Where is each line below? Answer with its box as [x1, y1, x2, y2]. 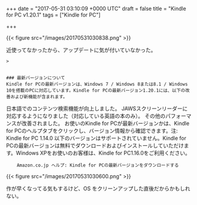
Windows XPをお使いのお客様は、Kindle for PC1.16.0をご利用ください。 [15, 149, 190, 156]
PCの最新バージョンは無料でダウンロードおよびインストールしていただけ [6, 142, 185, 149]
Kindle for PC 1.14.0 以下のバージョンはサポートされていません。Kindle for [6, 134, 186, 142]
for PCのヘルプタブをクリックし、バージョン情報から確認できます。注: [6, 127, 178, 134]
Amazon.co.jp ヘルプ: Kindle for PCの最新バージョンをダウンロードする [17, 162, 179, 168]
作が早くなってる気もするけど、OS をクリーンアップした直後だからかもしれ [6, 185, 190, 192]
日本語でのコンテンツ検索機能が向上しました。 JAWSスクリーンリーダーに [6, 105, 188, 112]
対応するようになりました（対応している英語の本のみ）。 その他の [6, 113, 166, 119]
